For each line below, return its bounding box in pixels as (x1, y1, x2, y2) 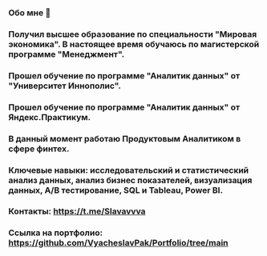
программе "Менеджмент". (8, 48, 125, 59)
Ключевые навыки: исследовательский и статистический (8, 164, 249, 175)
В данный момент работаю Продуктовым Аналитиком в (8, 133, 241, 144)
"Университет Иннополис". (8, 80, 122, 91)
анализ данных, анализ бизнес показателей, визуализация (8, 174, 253, 186)
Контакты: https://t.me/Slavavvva (8, 206, 146, 217)
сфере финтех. (8, 143, 70, 154)
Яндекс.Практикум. (8, 111, 91, 122)
